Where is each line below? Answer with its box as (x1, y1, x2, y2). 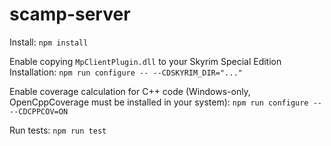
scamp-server (9, 3, 131, 26)
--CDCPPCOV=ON (9, 106, 69, 117)
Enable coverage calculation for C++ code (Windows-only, (9, 85, 251, 97)
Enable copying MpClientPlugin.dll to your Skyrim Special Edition (9, 55, 282, 67)
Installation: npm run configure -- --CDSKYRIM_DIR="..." (9, 66, 243, 78)
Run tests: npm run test (9, 124, 107, 136)
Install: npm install (9, 36, 89, 48)
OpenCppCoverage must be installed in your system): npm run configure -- (9, 96, 322, 108)
